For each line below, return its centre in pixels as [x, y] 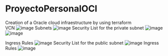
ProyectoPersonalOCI [51, 9]
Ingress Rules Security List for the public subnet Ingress [82, 42]
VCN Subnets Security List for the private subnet [75, 27]
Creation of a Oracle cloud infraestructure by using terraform [68, 22]
